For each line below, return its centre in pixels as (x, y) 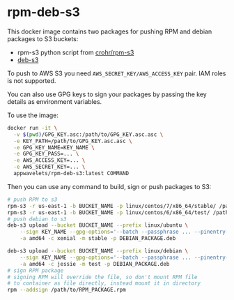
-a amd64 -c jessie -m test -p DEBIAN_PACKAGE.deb (95, 264)
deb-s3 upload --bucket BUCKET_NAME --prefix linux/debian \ (98, 251)
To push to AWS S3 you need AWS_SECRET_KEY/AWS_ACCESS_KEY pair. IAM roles (117, 73)
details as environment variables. (55, 101)
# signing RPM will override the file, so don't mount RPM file (102, 277)
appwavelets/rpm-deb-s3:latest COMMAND (71, 174)
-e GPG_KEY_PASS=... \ (46, 154)
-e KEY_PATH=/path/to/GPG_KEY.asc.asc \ (73, 141)
